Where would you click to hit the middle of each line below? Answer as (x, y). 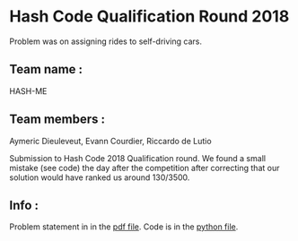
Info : (24, 205)
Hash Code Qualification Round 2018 (149, 17)
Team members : (57, 120)
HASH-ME (28, 90)
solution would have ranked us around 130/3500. (100, 177)
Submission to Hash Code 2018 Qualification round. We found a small (138, 158)
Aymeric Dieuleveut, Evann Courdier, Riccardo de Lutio (111, 141)
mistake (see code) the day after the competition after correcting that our (145, 168)
